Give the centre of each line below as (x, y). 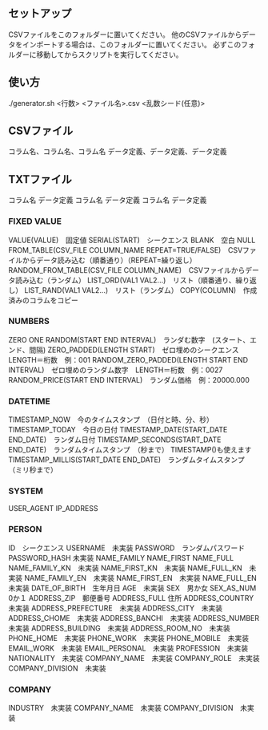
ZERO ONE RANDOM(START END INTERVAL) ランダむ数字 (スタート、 (129, 339)
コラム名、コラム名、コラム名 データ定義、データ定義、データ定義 (118, 152)
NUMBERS (29, 321)
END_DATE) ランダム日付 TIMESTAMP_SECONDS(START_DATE (115, 440)
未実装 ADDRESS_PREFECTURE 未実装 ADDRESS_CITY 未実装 (116, 608)
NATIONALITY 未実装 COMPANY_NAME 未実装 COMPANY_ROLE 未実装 (134, 658)
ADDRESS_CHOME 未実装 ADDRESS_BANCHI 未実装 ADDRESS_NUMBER (134, 618)
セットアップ (40, 14)
